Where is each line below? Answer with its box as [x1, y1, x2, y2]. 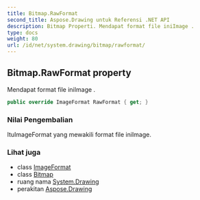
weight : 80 [7, 36, 38, 42]
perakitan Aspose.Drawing [16, 185, 92, 193]
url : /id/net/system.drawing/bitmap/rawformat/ [7, 42, 146, 49]
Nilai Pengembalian [7, 114, 73, 124]
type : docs [7, 29, 38, 36]
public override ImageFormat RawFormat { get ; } [7, 99, 149, 105]
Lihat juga [7, 147, 41, 157]
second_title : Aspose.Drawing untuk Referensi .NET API [7, 16, 170, 23]
